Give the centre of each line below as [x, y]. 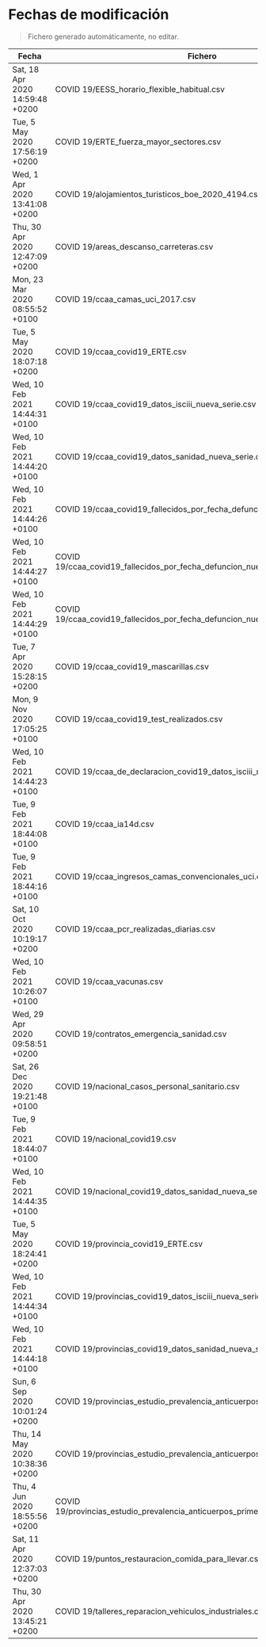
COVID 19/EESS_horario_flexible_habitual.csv [140, 89]
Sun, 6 [25, 1382]
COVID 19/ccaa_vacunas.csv [109, 982]
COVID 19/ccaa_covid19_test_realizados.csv [139, 719]
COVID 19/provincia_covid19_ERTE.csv [129, 1244]
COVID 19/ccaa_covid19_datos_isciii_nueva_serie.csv [156, 404]
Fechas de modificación [89, 15]
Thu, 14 [27, 1434]
